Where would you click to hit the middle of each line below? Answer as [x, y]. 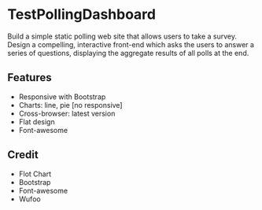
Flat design [37, 122]
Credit [23, 155]
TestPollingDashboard [82, 15]
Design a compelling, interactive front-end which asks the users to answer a [131, 44]
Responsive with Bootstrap [62, 97]
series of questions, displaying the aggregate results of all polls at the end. [128, 53]
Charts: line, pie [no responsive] [70, 105]
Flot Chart [35, 174]
